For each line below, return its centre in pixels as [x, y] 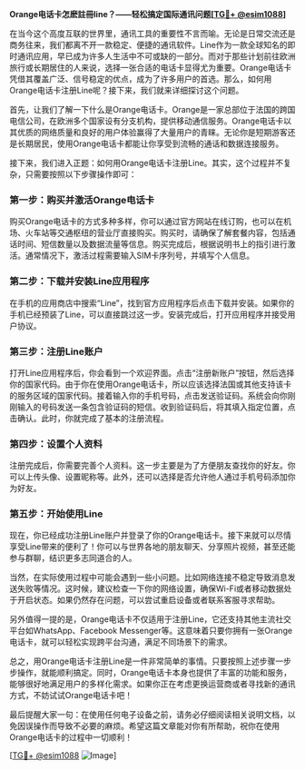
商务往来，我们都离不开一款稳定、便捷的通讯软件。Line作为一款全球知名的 [148, 45]
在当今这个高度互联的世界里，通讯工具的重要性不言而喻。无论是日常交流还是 [152, 34]
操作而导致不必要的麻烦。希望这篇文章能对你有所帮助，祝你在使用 [156, 726]
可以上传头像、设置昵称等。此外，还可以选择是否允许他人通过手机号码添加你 [152, 477]
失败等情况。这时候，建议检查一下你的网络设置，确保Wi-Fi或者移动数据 [150, 588]
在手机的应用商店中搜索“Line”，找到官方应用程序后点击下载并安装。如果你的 [152, 302]
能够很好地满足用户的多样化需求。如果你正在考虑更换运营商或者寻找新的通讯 [152, 684]
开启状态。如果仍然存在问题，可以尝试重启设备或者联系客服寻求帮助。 [148, 600]
